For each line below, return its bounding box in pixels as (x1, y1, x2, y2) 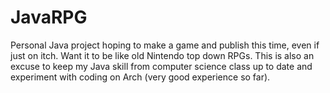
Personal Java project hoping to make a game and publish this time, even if (10, 39, 320, 51)
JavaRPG (10, 6, 88, 29)
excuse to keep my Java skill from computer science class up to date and (10, 60, 313, 72)
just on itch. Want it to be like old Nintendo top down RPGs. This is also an (10, 49, 315, 61)
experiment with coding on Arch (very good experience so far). (10, 71, 271, 83)
